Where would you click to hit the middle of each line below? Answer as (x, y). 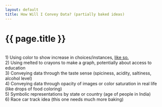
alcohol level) (19, 78)
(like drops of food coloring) (34, 89)
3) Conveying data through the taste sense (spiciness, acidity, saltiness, (78, 73)
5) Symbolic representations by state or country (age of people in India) (78, 94)
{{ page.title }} (36, 39)
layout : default (22, 10)
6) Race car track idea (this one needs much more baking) (64, 100)
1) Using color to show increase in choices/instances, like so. (67, 58)
